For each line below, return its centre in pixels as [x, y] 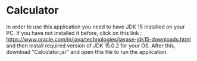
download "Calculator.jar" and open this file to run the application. [87, 52]
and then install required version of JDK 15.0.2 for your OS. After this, [91, 46]
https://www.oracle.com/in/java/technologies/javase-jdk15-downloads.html [98, 39]
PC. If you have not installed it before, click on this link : [74, 33]
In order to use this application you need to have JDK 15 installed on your [96, 27]
